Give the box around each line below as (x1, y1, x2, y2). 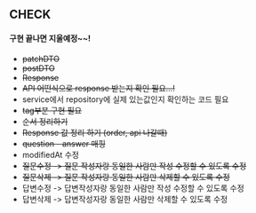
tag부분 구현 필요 (21, 105, 83, 115)
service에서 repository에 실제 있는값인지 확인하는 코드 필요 (21, 93, 229, 105)
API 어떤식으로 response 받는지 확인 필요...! (21, 83, 175, 93)
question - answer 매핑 (21, 138, 107, 149)
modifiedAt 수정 (21, 149, 80, 160)
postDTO (21, 62, 55, 74)
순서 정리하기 (21, 115, 68, 127)
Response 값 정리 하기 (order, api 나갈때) (21, 127, 168, 138)
